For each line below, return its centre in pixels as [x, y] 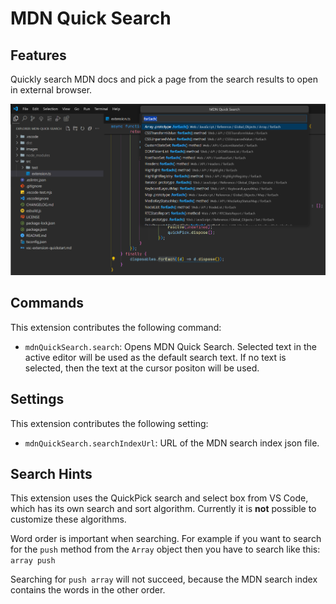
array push [33, 561]
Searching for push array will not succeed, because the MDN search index [164, 579]
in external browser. [51, 90]
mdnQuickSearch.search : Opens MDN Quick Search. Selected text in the [170, 346]
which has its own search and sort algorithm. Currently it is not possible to [163, 509]
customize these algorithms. [68, 519]
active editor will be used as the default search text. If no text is [155, 357]
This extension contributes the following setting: [109, 423]
